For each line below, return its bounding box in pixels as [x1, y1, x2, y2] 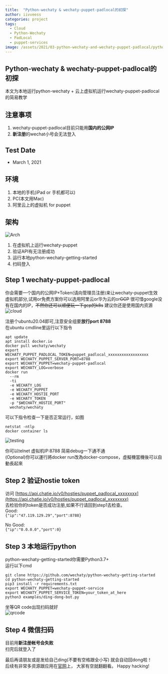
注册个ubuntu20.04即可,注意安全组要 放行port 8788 [5, 318, 111, 324]
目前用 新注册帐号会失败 [5, 639, 53, 645]
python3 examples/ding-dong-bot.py [5, 595, 79, 600]
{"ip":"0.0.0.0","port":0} [5, 527, 61, 532]
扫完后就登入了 [5, 646, 36, 652]
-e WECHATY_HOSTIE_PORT [9, 391, 59, 396]
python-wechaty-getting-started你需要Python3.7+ [5, 557, 109, 563]
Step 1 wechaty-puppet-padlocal [5, 276, 110, 284]
